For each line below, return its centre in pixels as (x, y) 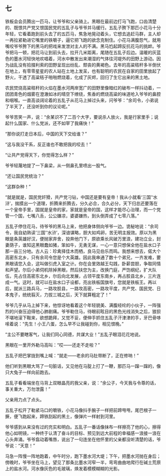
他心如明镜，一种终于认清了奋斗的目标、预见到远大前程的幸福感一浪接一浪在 (83, 433)
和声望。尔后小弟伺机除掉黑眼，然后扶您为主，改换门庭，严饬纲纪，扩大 (79, 270)
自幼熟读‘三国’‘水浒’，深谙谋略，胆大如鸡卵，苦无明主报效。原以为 (85, 233)
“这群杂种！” (18, 186)
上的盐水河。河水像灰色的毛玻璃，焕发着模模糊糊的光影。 (63, 469)
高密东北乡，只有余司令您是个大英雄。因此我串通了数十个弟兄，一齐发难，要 (83, 257)
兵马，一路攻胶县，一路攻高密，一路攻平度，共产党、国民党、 (94, 288)
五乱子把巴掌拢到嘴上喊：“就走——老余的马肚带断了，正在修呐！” (72, 355)
